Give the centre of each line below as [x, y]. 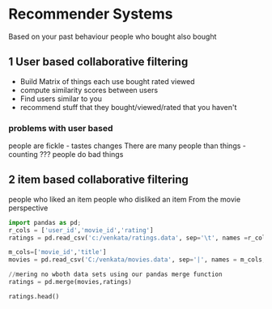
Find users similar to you [61, 99]
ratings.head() [34, 296]
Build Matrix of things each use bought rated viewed [108, 81]
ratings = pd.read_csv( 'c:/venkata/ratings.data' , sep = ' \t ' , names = [128, 238]
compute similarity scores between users [89, 90]
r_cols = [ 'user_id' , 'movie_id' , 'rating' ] [81, 230]
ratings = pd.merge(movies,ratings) [70, 282]
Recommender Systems [91, 14]
